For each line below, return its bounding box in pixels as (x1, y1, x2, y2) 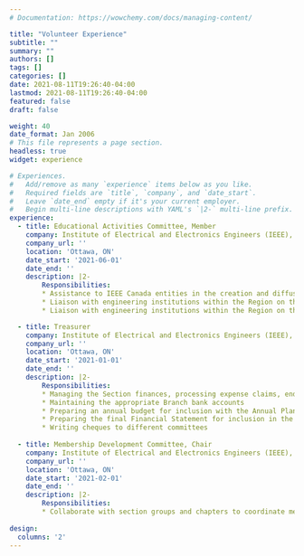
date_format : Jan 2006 (9, 130, 95, 139)
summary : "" (9, 46, 54, 55)
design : (9, 523, 39, 533)
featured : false (9, 97, 71, 106)
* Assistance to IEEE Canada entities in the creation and (42, 289, 270, 298)
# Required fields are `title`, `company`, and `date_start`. (9, 188, 257, 197)
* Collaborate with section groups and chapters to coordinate (42, 507, 285, 516)
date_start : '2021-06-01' (25, 255, 124, 265)
